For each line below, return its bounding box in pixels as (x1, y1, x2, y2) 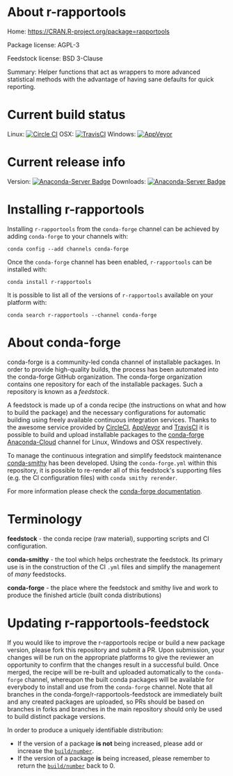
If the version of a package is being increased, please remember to (17, 754, 210, 762)
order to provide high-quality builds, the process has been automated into (7, 365, 219, 373)
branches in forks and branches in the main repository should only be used (7, 704, 223, 713)
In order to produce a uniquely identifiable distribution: (7, 725, 163, 734)
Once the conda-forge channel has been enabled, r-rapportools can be (7, 258, 212, 266)
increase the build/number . (17, 746, 95, 755)
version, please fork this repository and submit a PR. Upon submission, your (7, 645, 225, 654)
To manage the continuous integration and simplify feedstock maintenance (7, 451, 222, 459)
